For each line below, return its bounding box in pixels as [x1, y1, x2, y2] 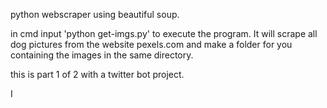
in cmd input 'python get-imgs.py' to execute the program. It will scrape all [10, 28, 318, 39]
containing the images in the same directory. [10, 49, 194, 61]
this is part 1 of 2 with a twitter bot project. [10, 69, 185, 80]
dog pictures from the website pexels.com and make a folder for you [10, 39, 293, 50]
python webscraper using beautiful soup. [10, 9, 180, 20]
